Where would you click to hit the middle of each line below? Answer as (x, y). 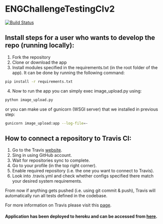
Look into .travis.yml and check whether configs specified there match (83, 176)
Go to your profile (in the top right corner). (54, 166)
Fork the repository (31, 57)
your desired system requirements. (47, 181)
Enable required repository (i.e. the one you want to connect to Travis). (83, 171)
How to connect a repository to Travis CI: (68, 138)
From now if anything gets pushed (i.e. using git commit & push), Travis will (80, 190)
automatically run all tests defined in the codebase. (56, 196)
